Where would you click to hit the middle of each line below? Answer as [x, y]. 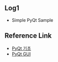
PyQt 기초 [21, 48]
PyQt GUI [21, 54]
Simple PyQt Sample [32, 20]
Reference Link [28, 36]
